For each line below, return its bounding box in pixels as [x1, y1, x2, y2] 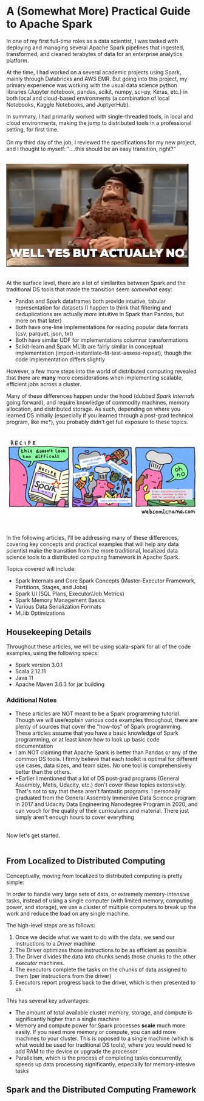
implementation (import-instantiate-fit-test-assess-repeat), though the [15, 349, 192, 356]
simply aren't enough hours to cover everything [15, 813, 135, 821]
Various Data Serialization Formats [15, 603, 102, 610]
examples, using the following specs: [6, 650, 99, 657]
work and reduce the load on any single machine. [6, 910, 130, 917]
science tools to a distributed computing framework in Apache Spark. [6, 553, 180, 561]
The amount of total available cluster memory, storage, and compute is [15, 1008, 192, 1016]
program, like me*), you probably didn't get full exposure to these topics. [6, 418, 189, 425]
